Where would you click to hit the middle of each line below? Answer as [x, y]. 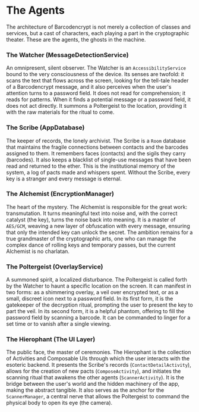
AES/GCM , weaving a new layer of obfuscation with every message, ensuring [98, 226]
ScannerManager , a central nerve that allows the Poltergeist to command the [98, 397]
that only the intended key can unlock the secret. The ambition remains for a [99, 232]
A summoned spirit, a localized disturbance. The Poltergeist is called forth [97, 280]
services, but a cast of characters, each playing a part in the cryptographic [98, 33]
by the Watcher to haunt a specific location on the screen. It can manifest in [99, 286]
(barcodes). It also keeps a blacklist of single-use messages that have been [99, 160]
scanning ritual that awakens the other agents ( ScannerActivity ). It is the [95, 377]
